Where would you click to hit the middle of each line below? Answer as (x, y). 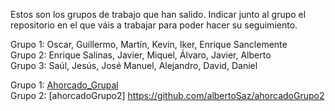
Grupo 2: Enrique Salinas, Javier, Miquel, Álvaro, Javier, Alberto (141, 55)
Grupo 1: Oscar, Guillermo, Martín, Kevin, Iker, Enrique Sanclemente (149, 44)
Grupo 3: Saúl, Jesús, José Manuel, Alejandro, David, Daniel (134, 65)
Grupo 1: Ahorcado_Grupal (64, 85)
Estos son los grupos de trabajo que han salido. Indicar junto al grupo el (158, 14)
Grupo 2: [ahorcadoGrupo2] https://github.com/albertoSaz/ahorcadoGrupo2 (167, 95)
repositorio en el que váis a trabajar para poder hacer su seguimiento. (154, 25)
